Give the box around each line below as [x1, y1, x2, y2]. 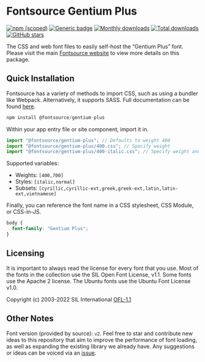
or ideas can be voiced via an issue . [6, 349, 96, 357]
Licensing [6, 248, 45, 259]
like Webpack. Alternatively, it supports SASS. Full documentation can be [6, 96, 190, 103]
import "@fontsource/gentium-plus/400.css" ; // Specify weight [6, 143, 171, 149]
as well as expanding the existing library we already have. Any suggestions [6, 342, 195, 350]
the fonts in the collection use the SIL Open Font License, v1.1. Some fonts [6, 270, 192, 278]
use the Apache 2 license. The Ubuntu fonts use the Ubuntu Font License [6, 277, 191, 284]
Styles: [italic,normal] [15, 178, 75, 186]
